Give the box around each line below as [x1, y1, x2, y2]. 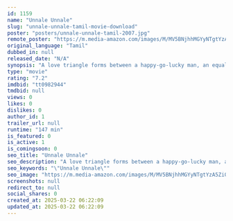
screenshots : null [7, 177, 60, 184]
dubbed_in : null [7, 49, 54, 56]
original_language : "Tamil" [7, 42, 89, 49]
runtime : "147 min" [7, 126, 64, 133]
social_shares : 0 [7, 191, 58, 197]
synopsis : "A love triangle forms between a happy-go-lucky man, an [7, 62, 209, 69]
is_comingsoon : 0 [7, 145, 58, 152]
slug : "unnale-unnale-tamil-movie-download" [7, 23, 138, 30]
